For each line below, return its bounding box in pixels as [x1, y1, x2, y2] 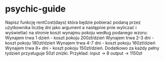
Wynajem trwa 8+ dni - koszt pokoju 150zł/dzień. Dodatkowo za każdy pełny [5, 45, 160, 51]
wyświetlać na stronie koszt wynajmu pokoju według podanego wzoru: [5, 30, 148, 35]
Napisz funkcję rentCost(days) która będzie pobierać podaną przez [5, 19, 141, 25]
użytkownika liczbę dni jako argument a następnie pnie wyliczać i [5, 24, 137, 30]
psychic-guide [5, 3, 66, 15]
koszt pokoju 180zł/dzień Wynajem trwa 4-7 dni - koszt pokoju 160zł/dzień [5, 40, 156, 46]
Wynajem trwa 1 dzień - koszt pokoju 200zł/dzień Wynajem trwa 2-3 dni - [5, 35, 154, 41]
